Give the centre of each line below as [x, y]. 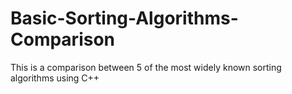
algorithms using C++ [55, 78]
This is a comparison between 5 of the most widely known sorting [146, 67]
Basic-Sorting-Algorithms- [124, 18]
